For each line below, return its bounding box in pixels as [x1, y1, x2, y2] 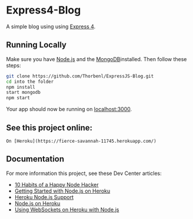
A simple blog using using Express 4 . [6, 23, 96, 30]
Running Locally [6, 40, 66, 50]
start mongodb [6, 89, 41, 96]
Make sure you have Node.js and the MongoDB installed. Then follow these [6, 55, 187, 62]
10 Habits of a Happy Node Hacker [14, 181, 99, 188]
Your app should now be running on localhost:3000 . [6, 106, 132, 113]
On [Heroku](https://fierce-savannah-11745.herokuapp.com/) [6, 138, 157, 144]
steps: [6, 62, 21, 69]
